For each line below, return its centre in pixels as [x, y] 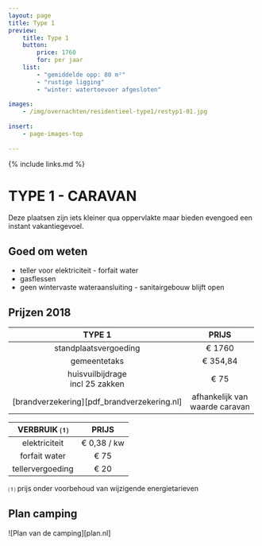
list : [32, 68]
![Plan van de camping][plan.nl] [60, 532]
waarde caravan [220, 407]
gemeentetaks [97, 361]
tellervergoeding [43, 469]
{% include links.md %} [47, 164]
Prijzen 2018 [40, 312]
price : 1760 [57, 52]
